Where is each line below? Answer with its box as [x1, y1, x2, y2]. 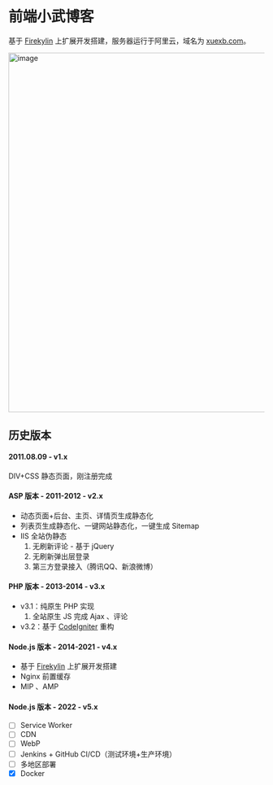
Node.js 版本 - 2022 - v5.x [8, 701, 98, 712]
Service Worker [19, 721, 73, 730]
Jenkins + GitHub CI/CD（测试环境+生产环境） [19, 749, 177, 759]
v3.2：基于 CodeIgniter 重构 [19, 621, 115, 631]
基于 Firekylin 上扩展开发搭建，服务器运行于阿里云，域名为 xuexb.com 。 [8, 36, 251, 46]
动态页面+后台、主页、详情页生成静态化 [19, 510, 154, 521]
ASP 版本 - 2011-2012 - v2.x [8, 491, 103, 501]
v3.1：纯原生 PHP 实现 [19, 601, 95, 611]
